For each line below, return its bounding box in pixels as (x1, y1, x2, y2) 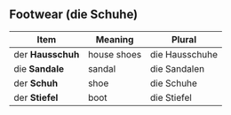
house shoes (87, 48, 142, 60)
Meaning (95, 33, 134, 45)
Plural (171, 33, 197, 45)
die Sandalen (149, 62, 205, 74)
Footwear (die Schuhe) (9, 7, 139, 22)
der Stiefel (13, 91, 59, 103)
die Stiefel (149, 91, 193, 103)
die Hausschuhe (149, 48, 219, 60)
